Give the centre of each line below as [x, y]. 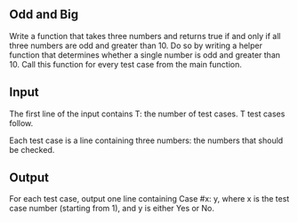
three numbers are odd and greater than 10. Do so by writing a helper [136, 45]
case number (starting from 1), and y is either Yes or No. [112, 209]
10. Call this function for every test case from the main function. [126, 64]
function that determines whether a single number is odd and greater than [145, 55]
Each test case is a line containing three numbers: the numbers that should [146, 140]
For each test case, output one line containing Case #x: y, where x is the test [149, 199]
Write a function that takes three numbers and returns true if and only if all [145, 36]
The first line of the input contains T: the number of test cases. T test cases [147, 114]
